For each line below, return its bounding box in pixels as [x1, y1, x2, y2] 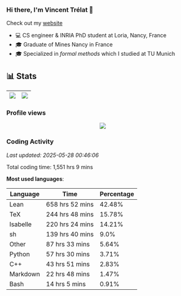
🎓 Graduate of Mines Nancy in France [15, 41, 113, 48]
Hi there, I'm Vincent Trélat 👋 [6, 6, 94, 14]
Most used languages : [6, 175, 64, 183]
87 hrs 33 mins [45, 240, 90, 248]
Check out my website [6, 20, 63, 27]
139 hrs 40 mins [45, 230, 94, 238]
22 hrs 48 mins [45, 270, 90, 278]
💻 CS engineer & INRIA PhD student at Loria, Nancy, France [15, 32, 167, 39]
